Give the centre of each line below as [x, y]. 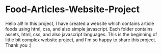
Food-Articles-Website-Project [73, 9]
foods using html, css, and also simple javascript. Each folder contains [79, 29]
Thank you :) [19, 45]
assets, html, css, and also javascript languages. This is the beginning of [81, 34]
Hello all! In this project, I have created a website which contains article [80, 23]
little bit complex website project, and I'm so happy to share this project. [81, 40]
